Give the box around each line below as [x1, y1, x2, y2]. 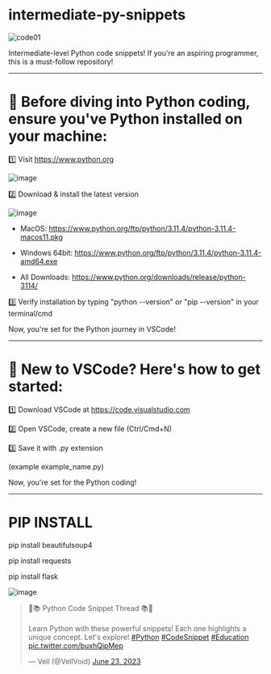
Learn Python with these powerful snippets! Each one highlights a [27, 623, 247, 633]
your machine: [8, 127, 107, 146]
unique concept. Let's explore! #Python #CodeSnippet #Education [27, 632, 249, 642]
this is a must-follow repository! [8, 57, 114, 66]
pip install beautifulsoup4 [8, 540, 93, 549]
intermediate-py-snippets [8, 6, 186, 24]
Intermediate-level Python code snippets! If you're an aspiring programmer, [8, 48, 259, 57]
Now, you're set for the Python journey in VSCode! [8, 324, 176, 333]
